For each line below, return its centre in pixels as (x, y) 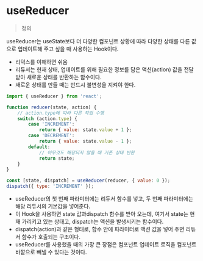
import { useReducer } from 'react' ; (54, 96)
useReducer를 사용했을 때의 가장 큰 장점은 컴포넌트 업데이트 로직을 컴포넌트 (106, 245)
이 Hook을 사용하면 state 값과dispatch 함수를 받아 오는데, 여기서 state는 (102, 214)
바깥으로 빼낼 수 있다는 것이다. (51, 252)
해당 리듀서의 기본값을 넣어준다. (52, 206)
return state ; (57, 158)
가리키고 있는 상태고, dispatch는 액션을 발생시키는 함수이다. (93, 222)
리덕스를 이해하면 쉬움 (41, 62)
